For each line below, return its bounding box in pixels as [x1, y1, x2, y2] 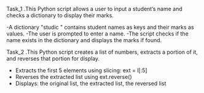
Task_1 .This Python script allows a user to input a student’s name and [6, 6, 182, 12]
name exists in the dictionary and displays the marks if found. [6, 37, 162, 43]
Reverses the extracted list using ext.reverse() [15, 73, 132, 80]
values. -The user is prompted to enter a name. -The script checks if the [6, 30, 189, 37]
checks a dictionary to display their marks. [6, 12, 114, 19]
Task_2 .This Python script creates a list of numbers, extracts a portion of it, [6, 48, 198, 56]
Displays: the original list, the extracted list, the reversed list [15, 80, 167, 87]
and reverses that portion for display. [6, 55, 100, 62]
